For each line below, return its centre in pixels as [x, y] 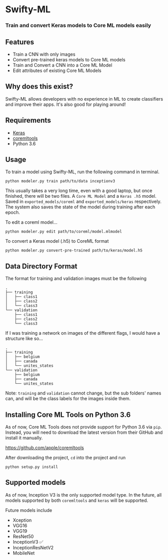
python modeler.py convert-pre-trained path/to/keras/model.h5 [74, 251]
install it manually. [24, 437]
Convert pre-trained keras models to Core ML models [69, 59]
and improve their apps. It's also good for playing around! [66, 104]
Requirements [28, 120]
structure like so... [24, 339]
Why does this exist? [39, 87]
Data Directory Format [41, 266]
